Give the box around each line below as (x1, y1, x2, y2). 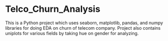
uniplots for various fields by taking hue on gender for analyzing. (5, 30, 139, 36)
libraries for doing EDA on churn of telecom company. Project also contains (5, 25, 161, 31)
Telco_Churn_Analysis (5, 3, 100, 15)
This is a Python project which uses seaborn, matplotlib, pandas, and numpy (5, 20, 163, 26)
